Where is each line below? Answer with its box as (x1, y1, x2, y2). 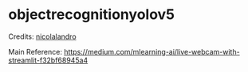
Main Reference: (8, 47, 62, 56)
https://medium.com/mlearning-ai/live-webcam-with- (63, 47, 241, 56)
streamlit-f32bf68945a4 (8, 55, 89, 65)
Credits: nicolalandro (8, 32, 77, 41)
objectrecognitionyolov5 (8, 6, 175, 24)
